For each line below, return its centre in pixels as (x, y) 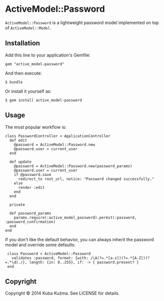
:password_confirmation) (30, 222)
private (17, 204)
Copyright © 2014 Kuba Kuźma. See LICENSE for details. (62, 293)
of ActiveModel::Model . (28, 27)
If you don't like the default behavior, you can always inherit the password (80, 239)
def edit (18, 140)
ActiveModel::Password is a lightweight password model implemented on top (82, 23)
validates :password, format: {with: (50, 258)
